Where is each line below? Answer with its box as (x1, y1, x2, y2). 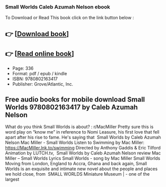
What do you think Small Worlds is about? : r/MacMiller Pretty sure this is (5, 124, 154, 130)
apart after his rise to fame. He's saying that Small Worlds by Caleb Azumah (5, 135, 161, 140)
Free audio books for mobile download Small (5, 95, 145, 103)
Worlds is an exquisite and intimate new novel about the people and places (5, 166, 158, 172)
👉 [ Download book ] (5, 30, 69, 38)
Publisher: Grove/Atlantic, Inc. (12, 81, 73, 87)
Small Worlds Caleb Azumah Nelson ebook (5, 3, 111, 10)
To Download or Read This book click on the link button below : (5, 15, 134, 21)
